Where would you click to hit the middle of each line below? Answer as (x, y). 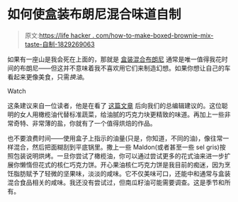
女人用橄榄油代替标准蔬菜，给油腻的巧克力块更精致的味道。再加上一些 (122, 114)
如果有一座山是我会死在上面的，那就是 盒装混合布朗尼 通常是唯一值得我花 (114, 59)
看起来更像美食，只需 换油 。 (48, 77)
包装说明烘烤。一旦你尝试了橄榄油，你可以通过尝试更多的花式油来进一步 (119, 155)
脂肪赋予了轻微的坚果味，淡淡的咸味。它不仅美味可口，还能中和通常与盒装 (122, 173)
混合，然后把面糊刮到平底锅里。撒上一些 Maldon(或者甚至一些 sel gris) (116, 147)
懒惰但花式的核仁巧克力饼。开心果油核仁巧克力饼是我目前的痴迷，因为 (122, 165)
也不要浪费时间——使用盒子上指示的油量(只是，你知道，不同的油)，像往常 (115, 138)
